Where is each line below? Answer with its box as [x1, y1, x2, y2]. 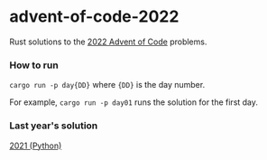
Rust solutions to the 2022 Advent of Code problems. [9, 36, 207, 47]
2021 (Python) [9, 140, 62, 151]
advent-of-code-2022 [9, 6, 180, 27]
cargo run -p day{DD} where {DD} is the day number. [9, 80, 206, 90]
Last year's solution [9, 119, 98, 132]
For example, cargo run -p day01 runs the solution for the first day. [9, 97, 259, 108]
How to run [9, 59, 59, 71]
